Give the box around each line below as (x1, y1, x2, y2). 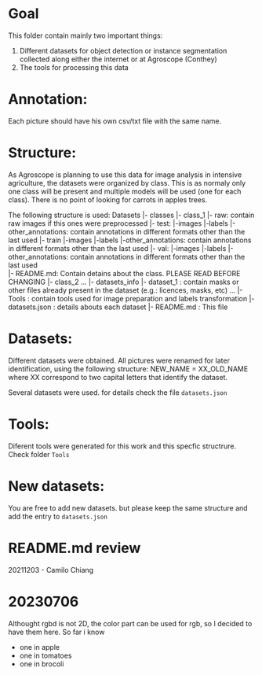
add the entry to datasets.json (8, 511, 108, 521)
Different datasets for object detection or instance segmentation (19, 46, 227, 55)
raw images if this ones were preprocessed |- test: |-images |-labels (8, 218, 229, 228)
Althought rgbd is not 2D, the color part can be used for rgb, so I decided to (8, 618, 253, 628)
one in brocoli (19, 658, 64, 669)
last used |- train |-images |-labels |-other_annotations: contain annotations (8, 235, 252, 245)
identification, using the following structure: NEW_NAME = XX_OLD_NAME (8, 363, 249, 374)
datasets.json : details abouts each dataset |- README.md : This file (8, 302, 228, 312)
